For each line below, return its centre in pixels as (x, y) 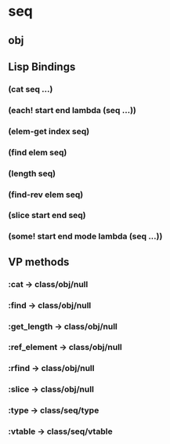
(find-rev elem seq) (46, 195)
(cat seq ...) (31, 89)
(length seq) (32, 173)
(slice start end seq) (47, 216)
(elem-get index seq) (49, 131)
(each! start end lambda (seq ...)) (72, 110)
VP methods (39, 262)
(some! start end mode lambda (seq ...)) (85, 236)
